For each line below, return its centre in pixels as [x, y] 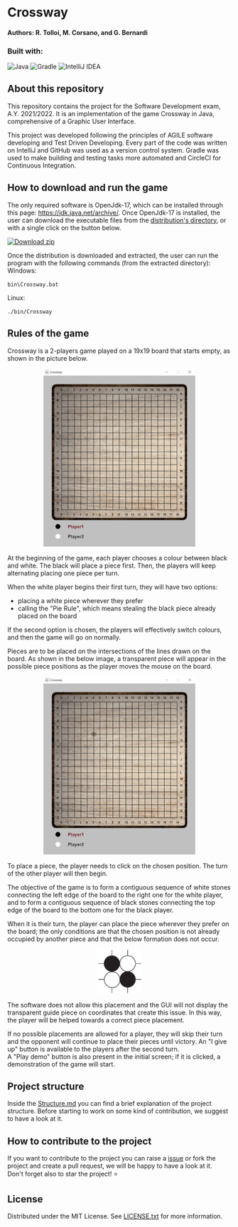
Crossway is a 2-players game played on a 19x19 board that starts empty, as [119, 351]
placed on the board [47, 616]
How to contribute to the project [80, 1141]
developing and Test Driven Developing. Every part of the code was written [117, 143]
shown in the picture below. [48, 358]
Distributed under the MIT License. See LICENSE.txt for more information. [115, 1216]
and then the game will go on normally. [64, 637]
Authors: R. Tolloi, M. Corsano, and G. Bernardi [77, 32]
